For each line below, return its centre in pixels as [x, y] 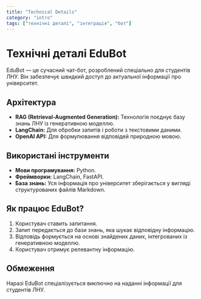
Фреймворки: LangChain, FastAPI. [60, 177]
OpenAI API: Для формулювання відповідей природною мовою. [98, 136]
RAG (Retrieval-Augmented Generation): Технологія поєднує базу [100, 117]
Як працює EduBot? [45, 209]
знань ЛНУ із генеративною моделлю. [65, 124]
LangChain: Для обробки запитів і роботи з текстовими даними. [98, 130]
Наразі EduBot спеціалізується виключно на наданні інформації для [94, 283]
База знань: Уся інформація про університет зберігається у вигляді [103, 183]
